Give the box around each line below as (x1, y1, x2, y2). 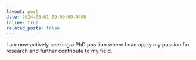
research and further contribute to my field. (6, 48, 113, 55)
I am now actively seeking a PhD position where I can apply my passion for (6, 41, 190, 48)
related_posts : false (6, 25, 60, 31)
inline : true (6, 19, 39, 25)
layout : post (6, 8, 39, 15)
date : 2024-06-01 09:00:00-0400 (6, 14, 86, 20)
